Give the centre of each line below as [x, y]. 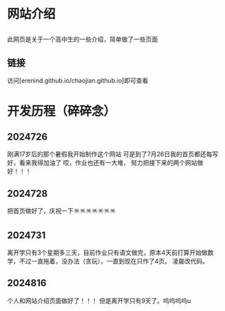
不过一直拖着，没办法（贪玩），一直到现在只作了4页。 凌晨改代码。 [114, 261]
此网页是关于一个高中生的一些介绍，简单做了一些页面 [83, 39]
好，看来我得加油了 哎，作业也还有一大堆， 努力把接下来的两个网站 [102, 163]
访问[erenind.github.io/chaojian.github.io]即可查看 [78, 81]
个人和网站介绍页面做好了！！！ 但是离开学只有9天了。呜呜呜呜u [99, 301]
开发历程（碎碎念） [62, 111]
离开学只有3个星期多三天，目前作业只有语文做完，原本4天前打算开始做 [107, 253]
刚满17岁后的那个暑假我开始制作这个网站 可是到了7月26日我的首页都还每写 [113, 154]
